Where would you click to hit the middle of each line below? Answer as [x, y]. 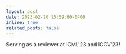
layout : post [22, 11]
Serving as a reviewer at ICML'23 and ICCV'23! [63, 45]
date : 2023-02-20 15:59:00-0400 [46, 17]
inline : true [22, 22]
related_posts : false [33, 28]
